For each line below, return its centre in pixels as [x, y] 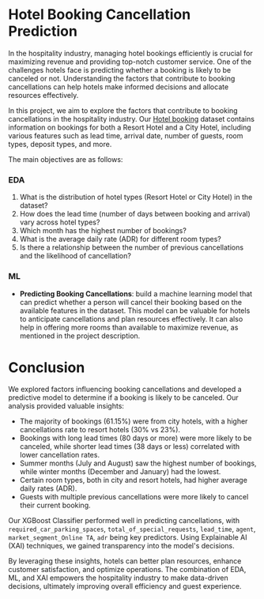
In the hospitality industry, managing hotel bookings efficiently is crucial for [130, 53]
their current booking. [55, 505]
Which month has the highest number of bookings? [103, 231]
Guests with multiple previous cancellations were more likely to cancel [134, 497]
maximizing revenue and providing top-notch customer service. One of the [130, 62]
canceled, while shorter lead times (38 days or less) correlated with [129, 446]
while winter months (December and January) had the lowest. [120, 472]
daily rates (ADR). [48, 488]
